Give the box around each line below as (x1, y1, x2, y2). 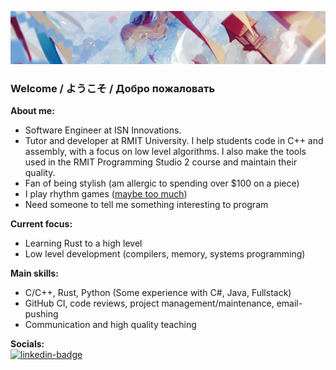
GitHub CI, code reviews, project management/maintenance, (24, 297, 275, 310)
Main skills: (10, 267, 59, 280)
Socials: (10, 338, 45, 350)
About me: (10, 105, 55, 117)
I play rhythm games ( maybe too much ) (24, 188, 188, 200)
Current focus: (10, 218, 73, 230)
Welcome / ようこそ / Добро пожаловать (10, 82, 216, 96)
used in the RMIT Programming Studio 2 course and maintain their (24, 156, 298, 168)
